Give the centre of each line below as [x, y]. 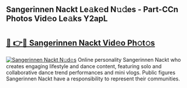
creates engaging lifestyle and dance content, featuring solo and [84, 66]
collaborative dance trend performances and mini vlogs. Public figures [91, 73]
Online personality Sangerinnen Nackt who [129, 60]
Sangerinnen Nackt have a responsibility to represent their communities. [93, 79]
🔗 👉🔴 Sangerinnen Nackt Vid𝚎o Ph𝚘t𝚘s [81, 43]
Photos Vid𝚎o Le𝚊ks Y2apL [57, 19]
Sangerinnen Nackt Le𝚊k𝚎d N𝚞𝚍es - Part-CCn [92, 10]
